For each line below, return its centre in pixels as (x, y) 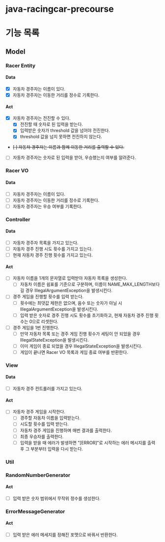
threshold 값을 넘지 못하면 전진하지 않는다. (61, 137)
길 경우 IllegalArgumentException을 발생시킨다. (66, 290)
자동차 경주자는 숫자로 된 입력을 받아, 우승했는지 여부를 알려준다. (74, 158)
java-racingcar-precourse (60, 9)
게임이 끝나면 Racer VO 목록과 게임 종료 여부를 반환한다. (74, 352)
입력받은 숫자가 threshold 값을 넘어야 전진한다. (65, 130)
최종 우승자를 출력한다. (42, 436)
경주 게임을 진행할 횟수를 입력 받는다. (48, 297)
